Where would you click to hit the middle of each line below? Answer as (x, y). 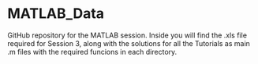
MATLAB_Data (56, 14)
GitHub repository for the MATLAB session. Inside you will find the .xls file (127, 35)
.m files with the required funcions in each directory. (92, 52)
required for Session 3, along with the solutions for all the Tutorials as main (129, 43)
